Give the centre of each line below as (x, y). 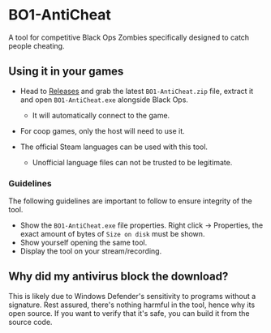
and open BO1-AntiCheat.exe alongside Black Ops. (104, 100)
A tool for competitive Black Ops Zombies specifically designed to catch (129, 37)
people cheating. (37, 45)
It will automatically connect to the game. (101, 115)
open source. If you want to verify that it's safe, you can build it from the (129, 313)
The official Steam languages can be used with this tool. (114, 147)
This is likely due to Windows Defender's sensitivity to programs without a (132, 296)
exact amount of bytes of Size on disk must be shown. (112, 234)
